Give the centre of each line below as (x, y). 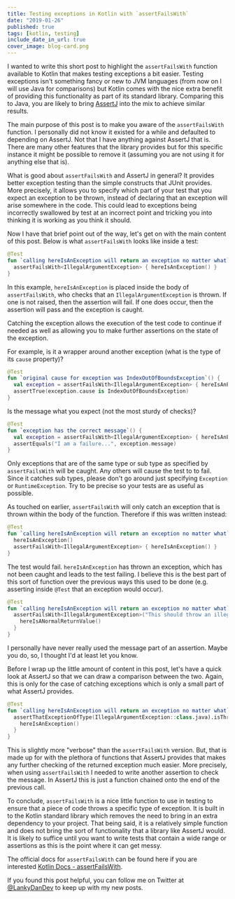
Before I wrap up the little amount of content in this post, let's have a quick (114, 669)
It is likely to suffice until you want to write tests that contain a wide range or (117, 838)
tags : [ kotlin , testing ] (43, 33)
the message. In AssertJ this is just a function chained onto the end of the (114, 780)
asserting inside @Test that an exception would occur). (85, 589)
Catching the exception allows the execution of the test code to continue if (114, 323)
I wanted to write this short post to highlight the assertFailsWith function (113, 66)
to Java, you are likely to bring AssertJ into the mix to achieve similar (106, 103)
